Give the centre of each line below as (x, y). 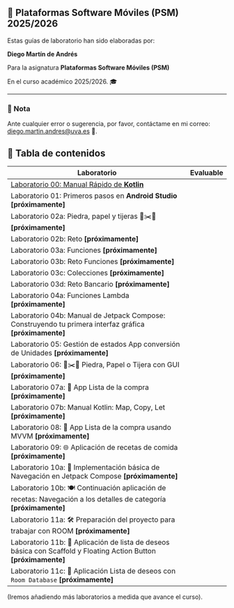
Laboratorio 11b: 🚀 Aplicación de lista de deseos (90, 542)
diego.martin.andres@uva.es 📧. (52, 131)
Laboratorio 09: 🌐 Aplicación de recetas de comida (94, 447)
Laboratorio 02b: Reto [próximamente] (75, 239)
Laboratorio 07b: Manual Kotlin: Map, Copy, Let (88, 407)
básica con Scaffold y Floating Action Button (84, 551)
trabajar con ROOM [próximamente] (70, 531)
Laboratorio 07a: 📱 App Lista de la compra (80, 387)
